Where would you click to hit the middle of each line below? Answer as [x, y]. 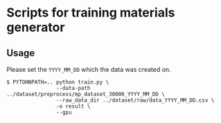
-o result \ [73, 106]
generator [36, 27]
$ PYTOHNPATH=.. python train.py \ [58, 82]
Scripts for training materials [91, 13]
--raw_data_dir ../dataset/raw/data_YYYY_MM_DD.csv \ [135, 100]
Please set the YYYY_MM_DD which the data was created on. [89, 69]
